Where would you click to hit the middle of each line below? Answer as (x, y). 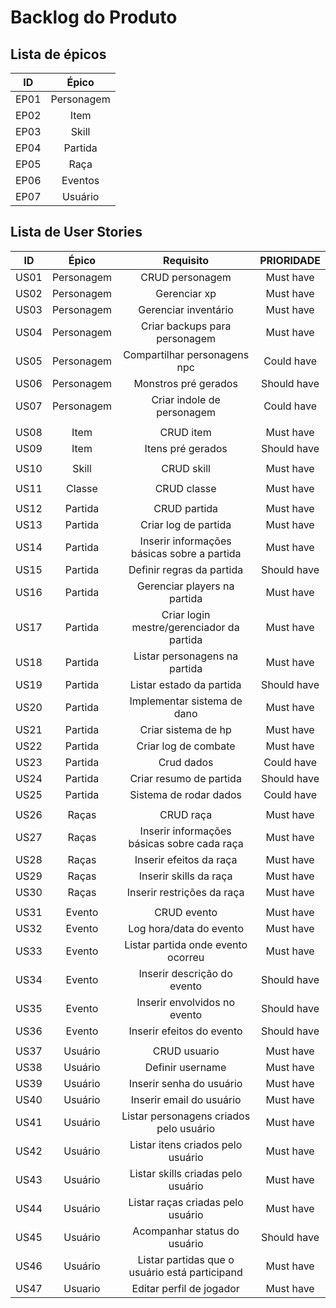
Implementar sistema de (186, 701)
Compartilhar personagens (186, 354)
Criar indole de (186, 399)
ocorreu (186, 957)
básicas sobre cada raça (186, 843)
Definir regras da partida (186, 569)
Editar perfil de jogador (185, 1288)
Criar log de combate (186, 746)
